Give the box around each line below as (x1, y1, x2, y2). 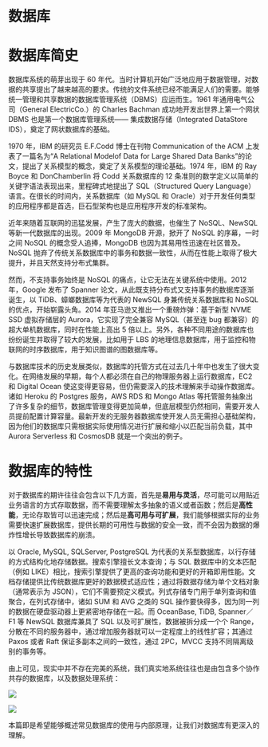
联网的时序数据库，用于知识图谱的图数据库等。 (8, 344, 162, 355)
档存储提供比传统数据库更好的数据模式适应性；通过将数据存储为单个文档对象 (8, 577, 260, 587)
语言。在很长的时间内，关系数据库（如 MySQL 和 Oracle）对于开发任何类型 (8, 191, 256, 201)
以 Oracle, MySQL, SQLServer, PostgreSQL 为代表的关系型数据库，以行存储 (8, 547, 257, 556)
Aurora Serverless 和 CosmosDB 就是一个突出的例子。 (8, 431, 187, 441)
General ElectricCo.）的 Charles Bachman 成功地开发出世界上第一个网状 (22, 104, 260, 114)
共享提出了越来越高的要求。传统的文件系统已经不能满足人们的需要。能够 (22, 85, 260, 94)
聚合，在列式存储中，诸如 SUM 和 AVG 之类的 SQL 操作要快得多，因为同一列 (8, 597, 260, 607)
